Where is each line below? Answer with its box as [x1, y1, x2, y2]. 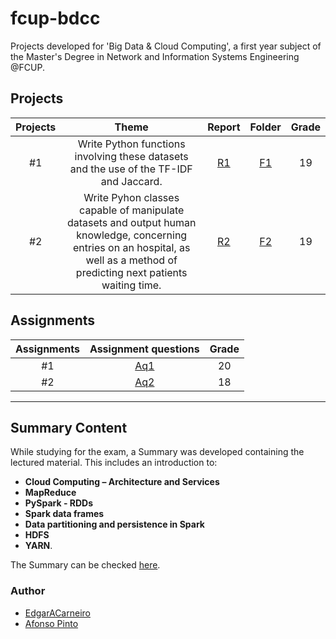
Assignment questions [89, 342, 200, 356]
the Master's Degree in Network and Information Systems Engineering [10, 50, 300, 62]
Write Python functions [77, 137, 186, 151]
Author [10, 584, 46, 598]
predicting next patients [75, 265, 188, 279]
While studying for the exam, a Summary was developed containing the [10, 446, 305, 458]
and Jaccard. [100, 174, 163, 188]
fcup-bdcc [10, 7, 101, 30]
